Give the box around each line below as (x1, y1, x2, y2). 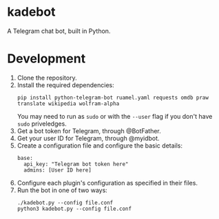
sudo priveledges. (17, 119, 67, 128)
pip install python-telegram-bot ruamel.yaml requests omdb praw (17, 94, 209, 101)
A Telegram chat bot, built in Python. (7, 27, 111, 35)
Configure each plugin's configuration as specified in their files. (17, 178, 198, 187)
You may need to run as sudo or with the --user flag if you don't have (17, 112, 213, 120)
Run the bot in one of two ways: (17, 186, 108, 194)
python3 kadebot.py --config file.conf (17, 205, 132, 212)
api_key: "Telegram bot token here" (23, 161, 129, 168)
